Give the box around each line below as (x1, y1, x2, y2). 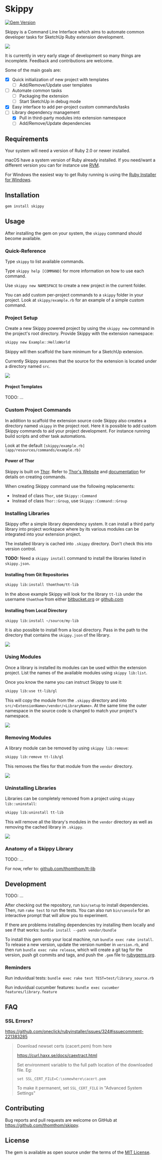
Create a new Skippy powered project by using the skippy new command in (5, 326, 155, 331)
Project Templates (5, 383, 43, 389)
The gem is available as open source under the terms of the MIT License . (5, 1149, 151, 1155)
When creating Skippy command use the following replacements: (5, 483, 135, 489)
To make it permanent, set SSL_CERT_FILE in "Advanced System (16, 1085, 143, 1091)
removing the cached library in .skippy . (5, 824, 84, 830)
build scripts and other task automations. (5, 433, 87, 439)
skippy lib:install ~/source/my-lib (5, 618, 79, 623)
